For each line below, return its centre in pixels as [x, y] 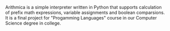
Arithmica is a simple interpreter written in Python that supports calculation [83, 7]
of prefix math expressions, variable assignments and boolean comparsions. [85, 12]
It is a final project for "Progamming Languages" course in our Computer [81, 18]
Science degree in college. [33, 23]
